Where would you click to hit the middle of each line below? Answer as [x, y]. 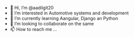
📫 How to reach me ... [33, 29]
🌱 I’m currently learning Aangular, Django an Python [64, 18]
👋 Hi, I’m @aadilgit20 [32, 8]
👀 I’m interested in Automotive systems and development [69, 13]
